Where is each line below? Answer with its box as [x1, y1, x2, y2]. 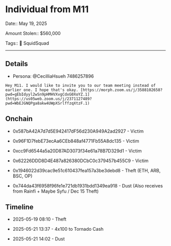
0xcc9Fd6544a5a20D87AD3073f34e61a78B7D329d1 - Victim [12, 147, 142, 153]
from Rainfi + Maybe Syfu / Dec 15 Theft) [12, 188, 99, 194]
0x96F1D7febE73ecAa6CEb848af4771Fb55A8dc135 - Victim [12, 138, 139, 144]
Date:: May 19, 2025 [5, 20, 47, 26]
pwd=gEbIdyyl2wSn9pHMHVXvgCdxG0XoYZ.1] [5, 91, 90, 97]
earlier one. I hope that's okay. [5, 87, 79, 93]
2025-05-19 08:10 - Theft [12, 216, 67, 222]
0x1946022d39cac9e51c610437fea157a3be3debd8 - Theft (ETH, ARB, [12, 167, 161, 173]
